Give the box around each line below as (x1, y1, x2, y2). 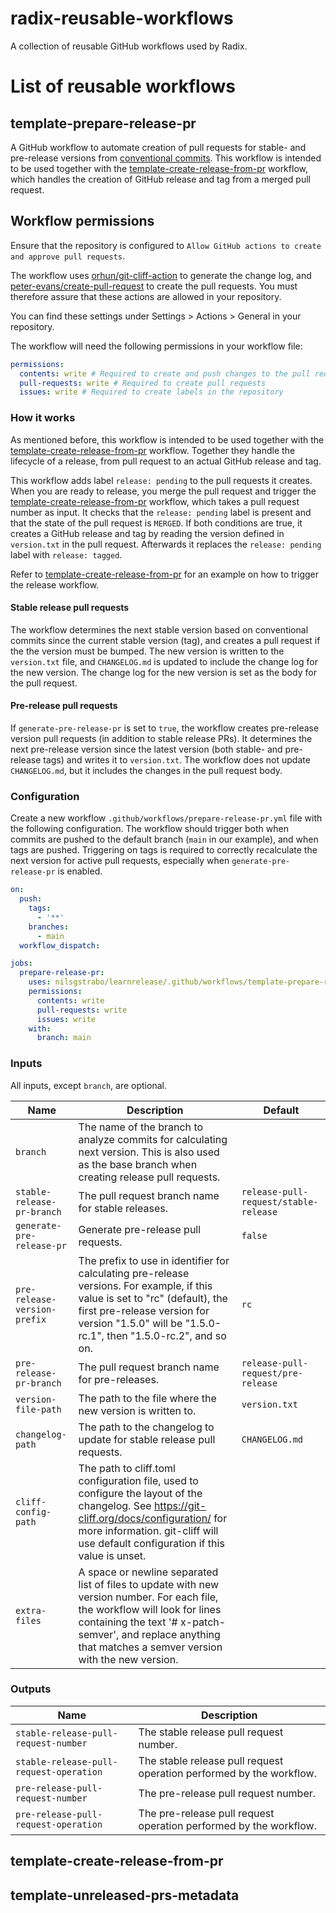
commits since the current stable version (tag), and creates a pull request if (10, 634, 321, 646)
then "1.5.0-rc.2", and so (106, 1328, 227, 1342)
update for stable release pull (78, 1432, 216, 1446)
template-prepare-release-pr (10, 115, 197, 132)
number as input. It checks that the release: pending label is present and (10, 506, 312, 518)
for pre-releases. (78, 1372, 160, 1386)
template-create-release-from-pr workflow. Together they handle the (10, 444, 296, 456)
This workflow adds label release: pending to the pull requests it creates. (10, 474, 313, 486)
